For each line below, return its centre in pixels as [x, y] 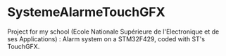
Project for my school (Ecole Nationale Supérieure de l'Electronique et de [113, 31]
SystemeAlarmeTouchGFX [86, 12]
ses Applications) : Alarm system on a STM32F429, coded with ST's [106, 38]
